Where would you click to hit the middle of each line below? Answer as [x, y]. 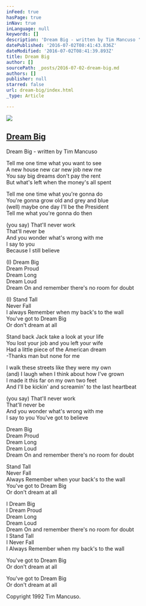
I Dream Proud [24, 510]
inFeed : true [23, 12]
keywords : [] [23, 34]
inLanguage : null [28, 29]
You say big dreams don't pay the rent [53, 176]
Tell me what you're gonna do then [49, 213]
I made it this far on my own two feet [52, 380]
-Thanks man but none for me [43, 355]
